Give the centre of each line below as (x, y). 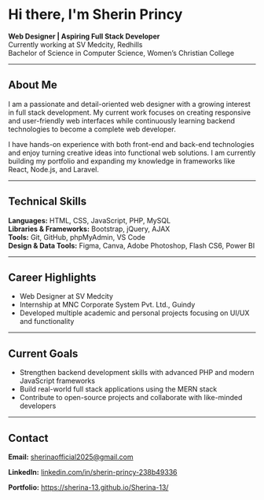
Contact (28, 438)
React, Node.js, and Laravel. (54, 169)
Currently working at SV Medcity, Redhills (75, 44)
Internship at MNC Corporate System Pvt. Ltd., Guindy (107, 305)
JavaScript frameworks (57, 381)
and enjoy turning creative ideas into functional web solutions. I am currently (132, 153)
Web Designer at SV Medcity (66, 296)
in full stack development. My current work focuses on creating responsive (130, 112)
